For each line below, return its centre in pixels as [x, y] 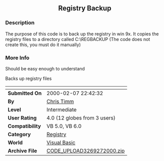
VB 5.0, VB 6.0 [64, 126]
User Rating [22, 117]
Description [20, 23]
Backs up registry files [29, 78]
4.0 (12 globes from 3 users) [81, 117]
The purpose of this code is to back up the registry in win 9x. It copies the [82, 34]
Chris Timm [60, 101]
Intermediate [62, 109]
